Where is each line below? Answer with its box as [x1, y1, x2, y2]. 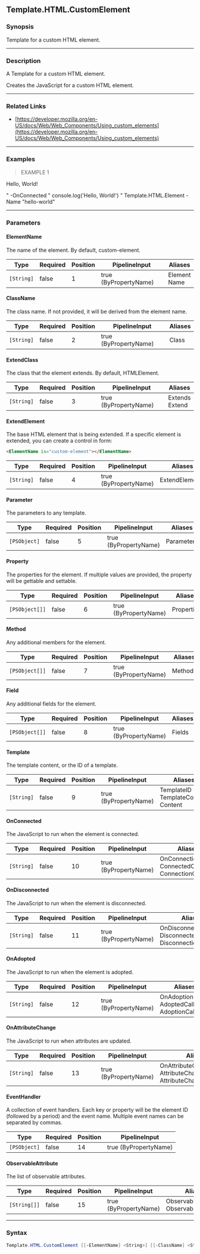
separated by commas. [6, 1119, 62, 1126]
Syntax [6, 1229, 27, 1237]
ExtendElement [6, 417, 45, 425]
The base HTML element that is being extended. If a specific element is [6, 431, 182, 438]
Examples [6, 155, 36, 163]
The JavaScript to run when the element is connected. [6, 831, 140, 838]
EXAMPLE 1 [20, 169, 49, 176]
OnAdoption [160, 993, 193, 1001]
